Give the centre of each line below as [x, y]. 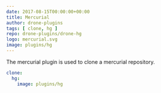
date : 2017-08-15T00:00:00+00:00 [48, 12]
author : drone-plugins [35, 23]
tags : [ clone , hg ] [32, 28]
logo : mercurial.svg [32, 39]
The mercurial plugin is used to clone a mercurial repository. [80, 62]
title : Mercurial [28, 17]
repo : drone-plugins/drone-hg [44, 34]
